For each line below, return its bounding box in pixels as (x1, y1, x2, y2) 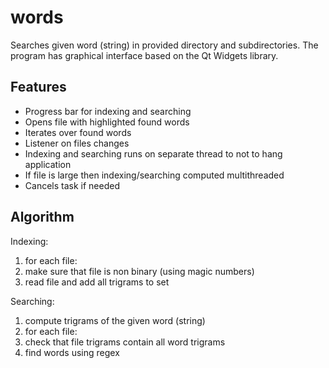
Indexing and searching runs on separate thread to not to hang (24, 147, 283, 160)
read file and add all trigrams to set (24, 276, 170, 288)
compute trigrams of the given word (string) (24, 314, 206, 326)
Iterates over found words (24, 126, 132, 138)
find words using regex (24, 346, 120, 358)
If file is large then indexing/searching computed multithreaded (24, 169, 285, 181)
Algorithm (10, 209, 75, 226)
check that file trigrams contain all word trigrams (24, 336, 226, 348)
